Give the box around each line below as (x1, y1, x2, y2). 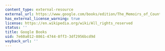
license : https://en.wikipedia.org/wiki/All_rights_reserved (5, 20, 133, 26)
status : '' (5, 25, 27, 30)
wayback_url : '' (5, 39, 38, 44)
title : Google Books (5, 30, 48, 34)
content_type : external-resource (5, 7, 74, 12)
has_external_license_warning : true (5, 16, 80, 21)
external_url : (5, 12, 34, 17)
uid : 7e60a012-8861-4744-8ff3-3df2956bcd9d (5, 34, 96, 39)
